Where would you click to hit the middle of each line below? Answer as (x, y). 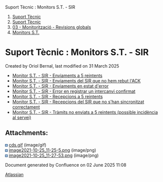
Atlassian (14, 174)
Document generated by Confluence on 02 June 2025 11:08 (66, 165)
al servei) (22, 117)
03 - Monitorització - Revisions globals (51, 27)
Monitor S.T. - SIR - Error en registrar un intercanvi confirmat (74, 91)
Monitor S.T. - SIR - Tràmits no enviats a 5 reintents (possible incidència (85, 112)
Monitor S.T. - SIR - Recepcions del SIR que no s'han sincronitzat (78, 102)
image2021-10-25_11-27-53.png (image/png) (54, 155)
